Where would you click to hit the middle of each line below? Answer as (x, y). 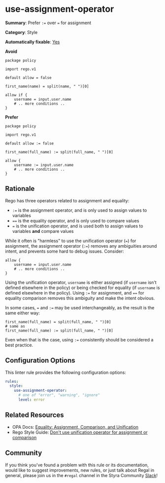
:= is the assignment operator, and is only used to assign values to (80, 210)
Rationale (20, 189)
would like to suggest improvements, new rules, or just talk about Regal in (80, 470)
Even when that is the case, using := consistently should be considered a (79, 339)
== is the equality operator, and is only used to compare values (76, 221)
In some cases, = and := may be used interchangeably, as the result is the (80, 307)
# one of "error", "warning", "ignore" (59, 395)
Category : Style (21, 32)
